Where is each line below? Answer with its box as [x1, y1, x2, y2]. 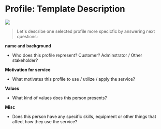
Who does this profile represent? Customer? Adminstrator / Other [12, 52, 143, 58]
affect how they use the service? [12, 118, 77, 124]
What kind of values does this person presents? [12, 95, 107, 100]
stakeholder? [12, 57, 38, 63]
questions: [16, 33, 38, 39]
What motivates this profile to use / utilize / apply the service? [12, 76, 135, 82]
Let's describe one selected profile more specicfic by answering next [16, 28, 155, 34]
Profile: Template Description [5, 3, 126, 14]
